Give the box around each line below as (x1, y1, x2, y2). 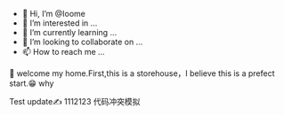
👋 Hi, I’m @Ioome (21, 9, 86, 19)
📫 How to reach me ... (21, 47, 105, 57)
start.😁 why (9, 78, 54, 88)
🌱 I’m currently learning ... (21, 27, 118, 37)
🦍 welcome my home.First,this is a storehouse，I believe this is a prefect (9, 68, 275, 79)
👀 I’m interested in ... (21, 18, 98, 28)
